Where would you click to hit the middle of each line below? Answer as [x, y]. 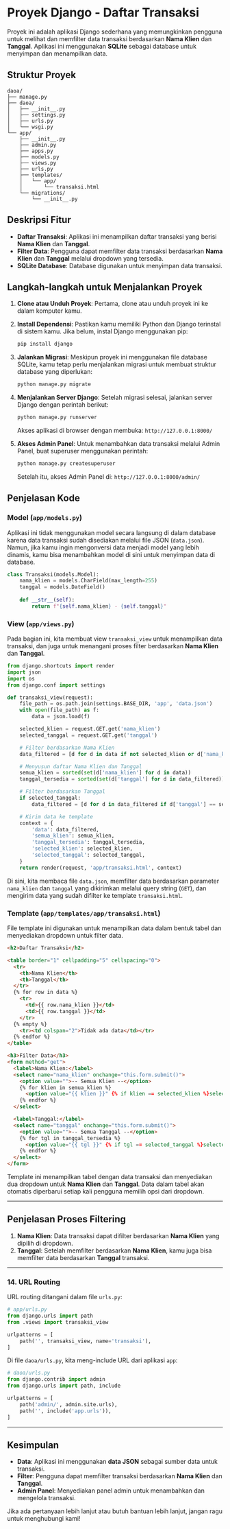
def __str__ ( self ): [47, 600]
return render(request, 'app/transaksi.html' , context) [101, 868]
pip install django [45, 344]
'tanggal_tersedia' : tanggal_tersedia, [89, 842]
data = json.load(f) [61, 717]
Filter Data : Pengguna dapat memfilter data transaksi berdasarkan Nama [120, 251]
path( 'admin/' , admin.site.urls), [68, 1404]
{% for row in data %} [46, 993]
